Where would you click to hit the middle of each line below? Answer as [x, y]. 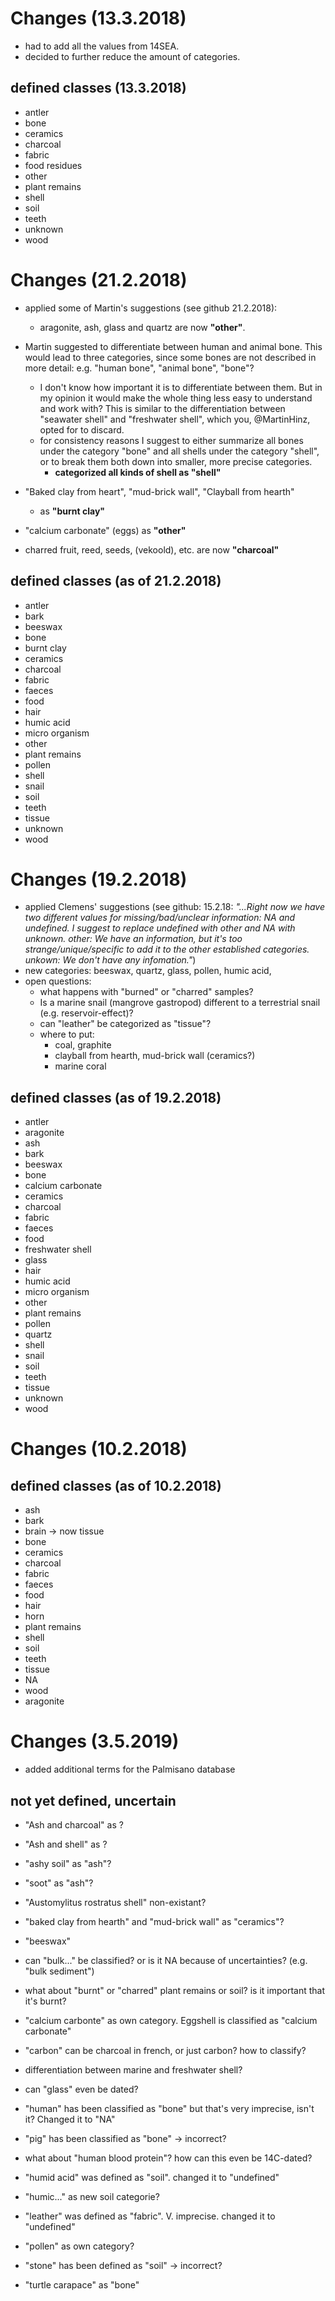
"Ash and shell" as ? [66, 1844]
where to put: [67, 1034]
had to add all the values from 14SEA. [102, 46]
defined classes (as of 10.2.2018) [116, 1485]
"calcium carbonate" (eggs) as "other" [105, 530]
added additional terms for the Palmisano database [130, 1769]
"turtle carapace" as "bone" [82, 2285]
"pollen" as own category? [79, 2246]
